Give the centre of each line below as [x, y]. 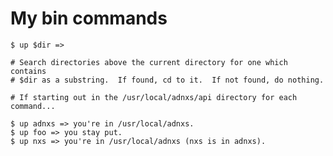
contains [28, 71]
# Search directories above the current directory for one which [149, 62]
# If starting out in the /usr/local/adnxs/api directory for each [154, 97]
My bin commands [89, 18]
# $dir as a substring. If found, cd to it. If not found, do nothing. [167, 80]
